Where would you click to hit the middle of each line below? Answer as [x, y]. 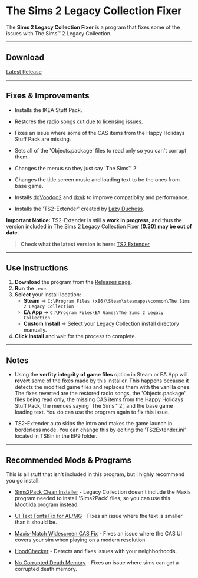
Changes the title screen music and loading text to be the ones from [97, 179]
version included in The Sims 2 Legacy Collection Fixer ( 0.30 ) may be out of [99, 226]
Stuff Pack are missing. [43, 139]
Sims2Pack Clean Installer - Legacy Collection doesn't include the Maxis [103, 492]
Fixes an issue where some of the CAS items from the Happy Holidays [100, 133]
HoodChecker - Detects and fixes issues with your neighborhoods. [96, 551]
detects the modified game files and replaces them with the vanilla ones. [103, 387]
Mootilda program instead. [47, 504]
